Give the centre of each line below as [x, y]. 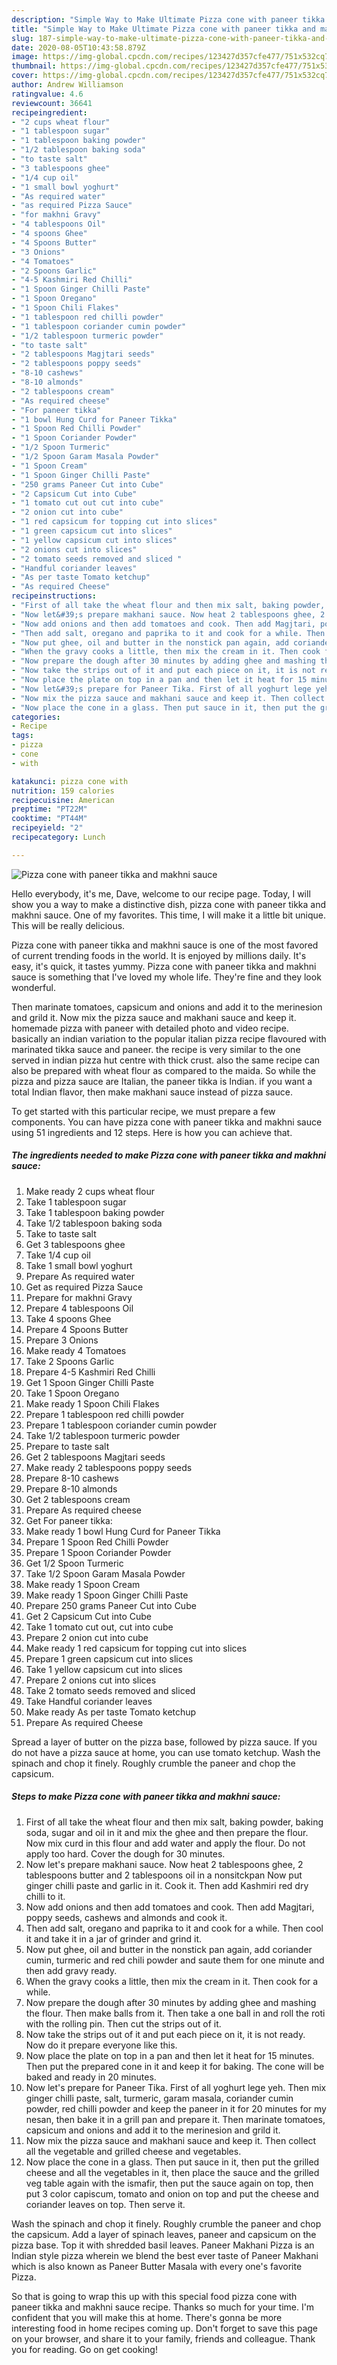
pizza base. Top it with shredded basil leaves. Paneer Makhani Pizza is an [163, 2245]
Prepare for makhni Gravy [79, 1297]
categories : [36, 717]
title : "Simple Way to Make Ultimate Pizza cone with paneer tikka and [163, 29]
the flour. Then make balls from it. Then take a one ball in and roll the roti [175, 2013]
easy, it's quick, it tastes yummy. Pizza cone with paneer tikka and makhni [164, 966]
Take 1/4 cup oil [58, 1255]
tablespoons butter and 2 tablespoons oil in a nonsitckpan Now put [164, 1875]
